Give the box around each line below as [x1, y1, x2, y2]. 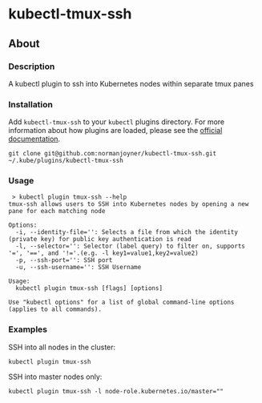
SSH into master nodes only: [8, 372, 103, 381]
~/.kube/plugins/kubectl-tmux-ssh [8, 157, 124, 165]
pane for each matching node [8, 208, 106, 216]
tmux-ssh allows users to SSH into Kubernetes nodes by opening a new [8, 200, 249, 208]
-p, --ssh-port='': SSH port [15, 256, 113, 264]
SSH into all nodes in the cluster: [8, 342, 116, 352]
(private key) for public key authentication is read [8, 236, 192, 244]
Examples [8, 324, 48, 335]
